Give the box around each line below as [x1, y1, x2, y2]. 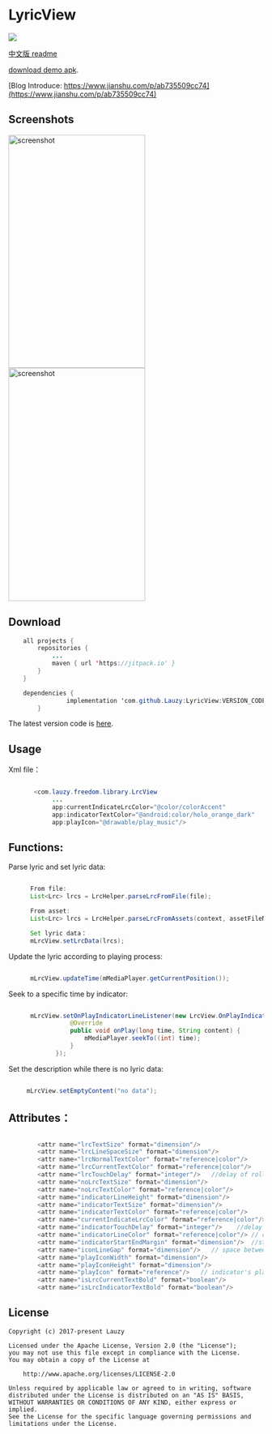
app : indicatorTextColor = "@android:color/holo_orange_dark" [51, 811, 255, 819]
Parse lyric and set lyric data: [8, 862, 106, 872]
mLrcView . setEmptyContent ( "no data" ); [26, 1086, 158, 1095]
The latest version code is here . [8, 719, 114, 729]
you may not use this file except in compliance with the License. [8, 1348, 241, 1357]
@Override [70, 1019, 104, 1027]
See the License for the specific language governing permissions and [8, 1412, 252, 1420]
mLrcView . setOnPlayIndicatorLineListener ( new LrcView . [29, 1012, 219, 1020]
